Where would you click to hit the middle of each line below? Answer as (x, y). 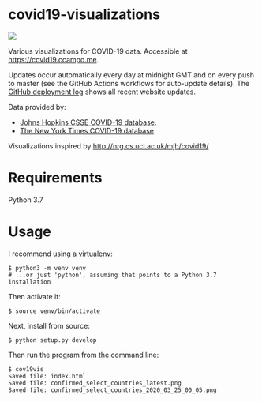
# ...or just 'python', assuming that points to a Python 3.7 (112, 275)
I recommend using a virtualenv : (60, 254)
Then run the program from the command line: (84, 355)
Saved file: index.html (47, 376)
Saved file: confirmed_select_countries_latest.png (95, 383)
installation (30, 282)
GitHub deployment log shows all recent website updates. (102, 92)
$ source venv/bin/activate (54, 311)
